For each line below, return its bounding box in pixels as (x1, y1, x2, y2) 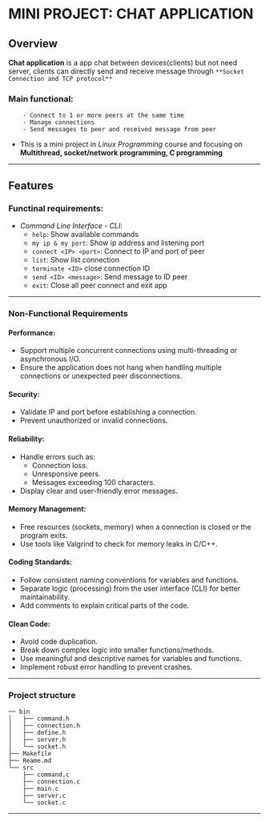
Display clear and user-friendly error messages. (19, 486, 179, 495)
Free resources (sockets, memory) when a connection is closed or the (19, 522, 252, 531)
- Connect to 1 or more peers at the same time (22, 111, 184, 120)
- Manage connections (22, 118, 94, 126)
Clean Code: (8, 619, 50, 628)
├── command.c (22, 771, 70, 779)
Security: (8, 389, 40, 399)
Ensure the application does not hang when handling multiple (19, 363, 223, 372)
